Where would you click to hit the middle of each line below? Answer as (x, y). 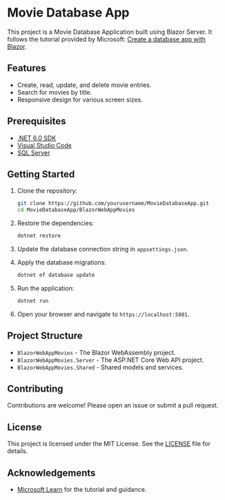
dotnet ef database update (56, 275)
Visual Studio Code (45, 145)
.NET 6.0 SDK (37, 138)
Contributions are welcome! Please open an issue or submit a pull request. (113, 405)
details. (18, 451)
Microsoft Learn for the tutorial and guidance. (82, 489)
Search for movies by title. (54, 92)
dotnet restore (39, 236)
